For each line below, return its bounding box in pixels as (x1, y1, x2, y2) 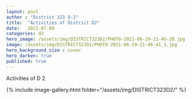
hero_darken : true (6, 53, 52, 59)
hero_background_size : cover (6, 47, 82, 53)
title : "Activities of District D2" (6, 20, 100, 25)
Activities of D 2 (6, 75, 46, 82)
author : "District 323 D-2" (6, 14, 79, 20)
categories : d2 (6, 31, 44, 37)
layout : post (6, 8, 39, 15)
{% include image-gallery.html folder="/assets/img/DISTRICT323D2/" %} (6, 86, 187, 93)
